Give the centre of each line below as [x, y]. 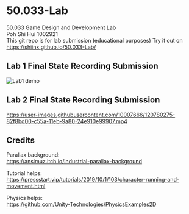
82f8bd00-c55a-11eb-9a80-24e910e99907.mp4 [67, 121]
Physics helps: [24, 198]
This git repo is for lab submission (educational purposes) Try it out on [94, 40]
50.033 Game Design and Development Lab [61, 27]
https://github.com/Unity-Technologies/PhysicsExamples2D [81, 204]
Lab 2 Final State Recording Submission [83, 100]
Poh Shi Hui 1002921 [32, 34]
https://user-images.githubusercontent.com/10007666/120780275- [91, 115]
